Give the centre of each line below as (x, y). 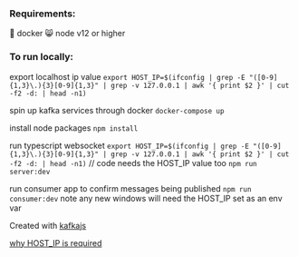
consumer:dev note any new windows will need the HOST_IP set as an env (146, 198)
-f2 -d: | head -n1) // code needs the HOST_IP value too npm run (134, 163)
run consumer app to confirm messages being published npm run (130, 188)
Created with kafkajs (48, 225)
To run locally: (42, 57)
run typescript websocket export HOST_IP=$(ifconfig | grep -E (129, 145)
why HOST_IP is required (56, 242)
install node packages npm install (74, 128)
